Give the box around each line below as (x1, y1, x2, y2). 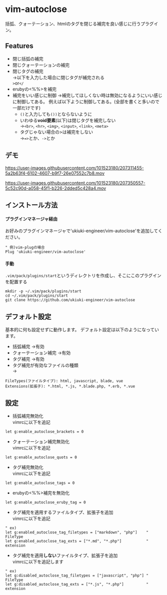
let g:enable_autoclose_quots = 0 (5, 454, 77, 460)
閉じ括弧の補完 (12, 56, 43, 62)
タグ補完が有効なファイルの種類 (12, 362, 78, 368)
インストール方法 (5, 201, 58, 209)
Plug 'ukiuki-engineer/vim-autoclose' (5, 249, 86, 255)
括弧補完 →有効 (12, 344, 45, 350)
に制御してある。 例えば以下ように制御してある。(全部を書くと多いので (12, 99, 160, 105)
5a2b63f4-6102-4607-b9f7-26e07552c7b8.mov (5, 170, 105, 176)
